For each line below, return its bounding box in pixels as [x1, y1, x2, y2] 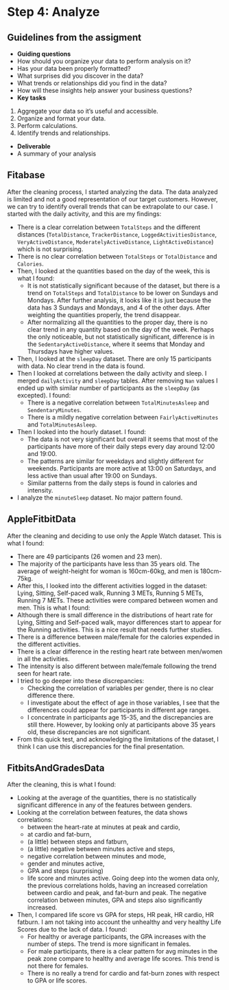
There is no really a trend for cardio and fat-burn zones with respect [27, 969, 220, 978]
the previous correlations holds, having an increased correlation [27, 881, 208, 890]
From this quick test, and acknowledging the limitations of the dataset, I [16, 735, 219, 743]
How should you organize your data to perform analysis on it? [16, 57, 191, 65]
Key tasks [16, 94, 47, 102]
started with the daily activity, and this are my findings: [7, 209, 162, 217]
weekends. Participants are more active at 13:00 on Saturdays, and [27, 464, 217, 472]
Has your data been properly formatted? [16, 65, 132, 72]
